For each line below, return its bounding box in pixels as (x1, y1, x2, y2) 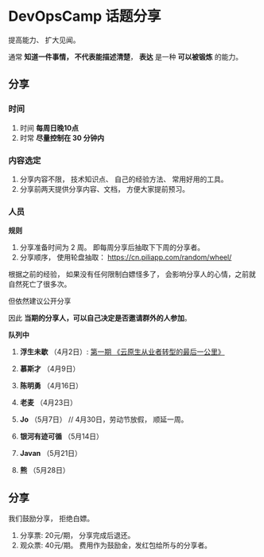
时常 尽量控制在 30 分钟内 (19, 133, 105, 142)
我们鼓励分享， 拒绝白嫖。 (8, 514, 94, 524)
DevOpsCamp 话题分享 (8, 7, 161, 25)
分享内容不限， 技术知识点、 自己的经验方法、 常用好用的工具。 (19, 174, 228, 184)
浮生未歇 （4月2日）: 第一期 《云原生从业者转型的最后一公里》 (19, 347, 225, 356)
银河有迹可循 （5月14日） (19, 431, 103, 442)
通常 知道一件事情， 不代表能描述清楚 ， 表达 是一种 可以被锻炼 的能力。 (8, 52, 243, 61)
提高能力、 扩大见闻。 (8, 35, 80, 45)
